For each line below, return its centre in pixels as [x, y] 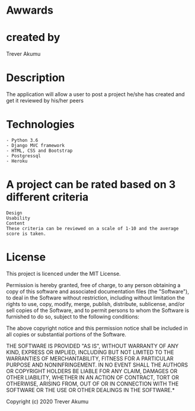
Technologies [41, 125]
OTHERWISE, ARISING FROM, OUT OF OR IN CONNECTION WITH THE [92, 384]
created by [33, 38]
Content [16, 223]
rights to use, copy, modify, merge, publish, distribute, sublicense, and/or [95, 304]
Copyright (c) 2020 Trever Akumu [47, 402]
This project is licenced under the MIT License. [63, 273]
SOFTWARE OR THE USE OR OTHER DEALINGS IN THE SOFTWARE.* [90, 390]
